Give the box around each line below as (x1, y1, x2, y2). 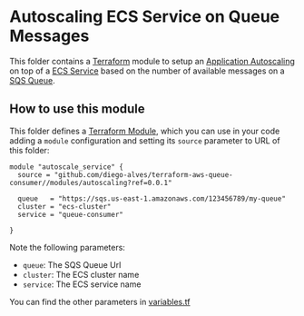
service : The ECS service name (22, 279, 142, 290)
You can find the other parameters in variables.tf (9, 296, 191, 307)
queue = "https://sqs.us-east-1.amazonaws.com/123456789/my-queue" (17, 193, 286, 203)
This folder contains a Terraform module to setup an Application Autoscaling (9, 55, 295, 66)
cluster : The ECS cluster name (22, 269, 140, 280)
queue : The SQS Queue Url (22, 259, 122, 270)
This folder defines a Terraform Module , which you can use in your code (9, 125, 280, 136)
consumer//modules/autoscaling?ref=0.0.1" (9, 178, 172, 187)
